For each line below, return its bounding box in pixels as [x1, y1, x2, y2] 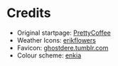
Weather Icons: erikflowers [16, 35, 97, 44]
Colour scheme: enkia [16, 51, 82, 60]
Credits [6, 5, 51, 21]
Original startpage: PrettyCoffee [16, 28, 111, 37]
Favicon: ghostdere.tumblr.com [16, 43, 109, 52]
